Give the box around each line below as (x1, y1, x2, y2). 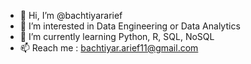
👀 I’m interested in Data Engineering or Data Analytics (19, 20, 241, 32)
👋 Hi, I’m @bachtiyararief (19, 10, 123, 21)
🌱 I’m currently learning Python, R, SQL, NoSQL (19, 31, 215, 42)
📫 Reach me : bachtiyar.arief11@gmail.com (19, 42, 199, 54)
